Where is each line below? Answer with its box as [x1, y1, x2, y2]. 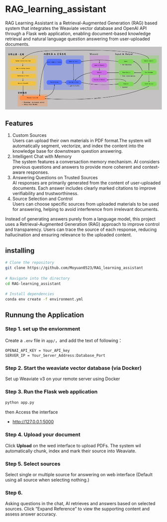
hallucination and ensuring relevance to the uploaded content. [5, 232, 132, 238]
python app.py [5, 400, 35, 405]
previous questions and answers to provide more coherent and [12, 164, 141, 170]
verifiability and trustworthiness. [12, 191, 79, 197]
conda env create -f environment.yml [5, 297, 83, 302]
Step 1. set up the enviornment [5, 325, 81, 332]
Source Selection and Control [12, 196, 73, 202]
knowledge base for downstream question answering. [12, 148, 123, 154]
